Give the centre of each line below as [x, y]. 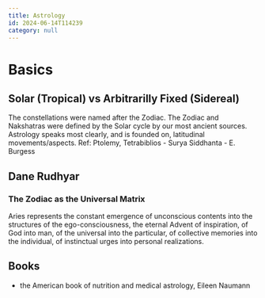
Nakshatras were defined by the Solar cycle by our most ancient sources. [128, 126]
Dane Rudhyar [44, 176]
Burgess [22, 151]
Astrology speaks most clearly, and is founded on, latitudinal [107, 135]
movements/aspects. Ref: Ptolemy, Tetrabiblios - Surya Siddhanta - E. [122, 143]
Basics [31, 69]
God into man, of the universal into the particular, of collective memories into [133, 233]
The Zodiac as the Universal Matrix [77, 199]
